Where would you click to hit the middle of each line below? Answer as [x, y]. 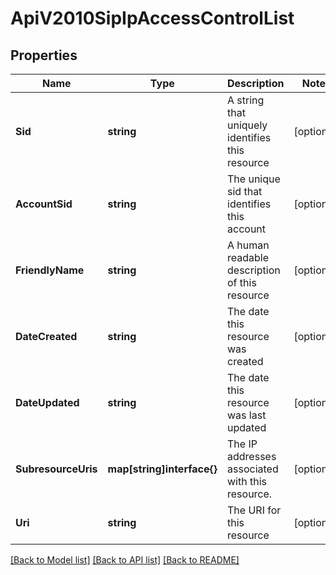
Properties [44, 55]
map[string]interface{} [162, 469]
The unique [254, 179]
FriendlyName [50, 270]
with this [247, 481]
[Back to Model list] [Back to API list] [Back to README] [125, 560]
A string [246, 100]
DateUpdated [47, 402]
